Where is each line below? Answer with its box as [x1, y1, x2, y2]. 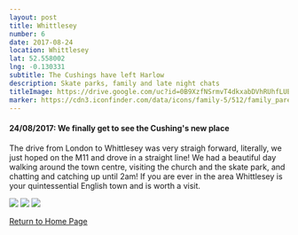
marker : [9, 95, 38, 105]
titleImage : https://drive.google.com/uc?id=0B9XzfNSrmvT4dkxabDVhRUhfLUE [9, 87, 292, 96]
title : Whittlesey [9, 21, 77, 30]
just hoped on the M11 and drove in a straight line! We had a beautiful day [9, 152, 277, 162]
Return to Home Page [9, 215, 89, 226]
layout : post [9, 12, 58, 22]
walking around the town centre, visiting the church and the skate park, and [9, 161, 286, 172]
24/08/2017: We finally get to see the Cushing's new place [9, 122, 230, 133]
